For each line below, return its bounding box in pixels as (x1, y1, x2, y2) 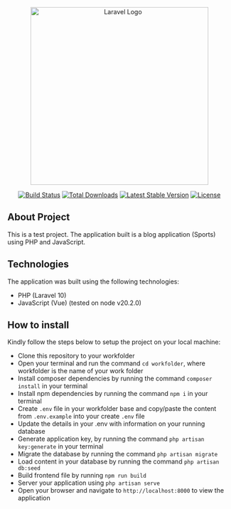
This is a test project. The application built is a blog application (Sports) (7, 230, 216, 238)
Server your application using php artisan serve (17, 478, 160, 487)
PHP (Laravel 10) (17, 291, 67, 299)
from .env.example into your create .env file (17, 412, 145, 421)
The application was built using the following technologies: (7, 277, 180, 286)
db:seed (17, 465, 41, 472)
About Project (7, 211, 70, 223)
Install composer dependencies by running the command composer (17, 374, 213, 383)
